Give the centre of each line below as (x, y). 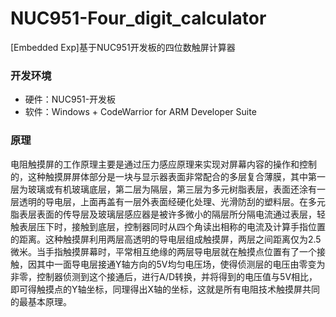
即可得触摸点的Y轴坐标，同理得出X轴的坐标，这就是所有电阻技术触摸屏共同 (165, 289)
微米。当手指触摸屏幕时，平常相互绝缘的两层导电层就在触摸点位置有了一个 (163, 251)
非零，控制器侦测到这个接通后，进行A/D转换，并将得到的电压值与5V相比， (164, 276)
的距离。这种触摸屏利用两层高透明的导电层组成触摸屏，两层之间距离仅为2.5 (166, 239)
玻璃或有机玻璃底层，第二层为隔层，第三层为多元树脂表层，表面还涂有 (172, 189)
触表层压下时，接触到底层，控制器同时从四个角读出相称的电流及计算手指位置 (168, 226)
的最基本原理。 (41, 301)
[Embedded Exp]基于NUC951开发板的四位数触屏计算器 (123, 47)
